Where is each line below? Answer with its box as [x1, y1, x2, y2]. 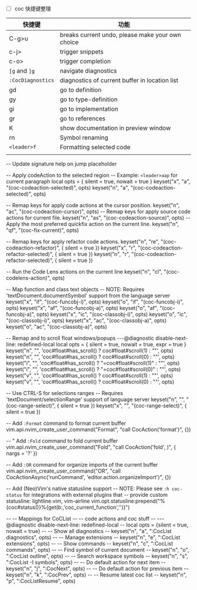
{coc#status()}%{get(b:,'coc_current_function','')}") [6, 504, 130, 511]
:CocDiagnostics [9, 77, 55, 84]
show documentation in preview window [59, 124, 171, 132]
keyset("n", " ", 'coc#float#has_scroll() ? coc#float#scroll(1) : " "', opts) [6, 347, 174, 354]
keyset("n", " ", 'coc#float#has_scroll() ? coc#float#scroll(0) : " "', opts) [6, 353, 175, 360]
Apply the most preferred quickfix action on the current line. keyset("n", [6, 221, 179, 228]
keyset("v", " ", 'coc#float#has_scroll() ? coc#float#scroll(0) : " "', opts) [6, 378, 175, 386]
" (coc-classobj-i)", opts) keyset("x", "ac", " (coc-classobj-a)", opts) [6, 317, 167, 324]
